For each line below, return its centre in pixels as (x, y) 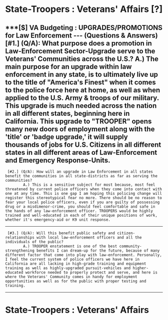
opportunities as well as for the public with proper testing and (76, 281)
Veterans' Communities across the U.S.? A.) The (82, 59)
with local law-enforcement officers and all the (89, 238)
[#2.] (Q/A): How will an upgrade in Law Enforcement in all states (80, 172)
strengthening (20, 251)
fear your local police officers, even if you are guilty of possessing (82, 202)
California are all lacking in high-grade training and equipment (76, 264)
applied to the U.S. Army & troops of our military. (82, 98)
